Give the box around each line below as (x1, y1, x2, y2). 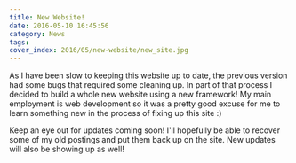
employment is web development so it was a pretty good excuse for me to (9, 98, 281, 109)
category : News (9, 29, 66, 38)
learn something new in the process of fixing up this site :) (9, 108, 222, 119)
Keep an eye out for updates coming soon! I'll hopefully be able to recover (9, 125, 281, 136)
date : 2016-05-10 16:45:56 (9, 21, 109, 30)
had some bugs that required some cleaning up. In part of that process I (9, 80, 273, 90)
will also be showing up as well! (9, 144, 124, 155)
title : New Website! (9, 12, 86, 22)
